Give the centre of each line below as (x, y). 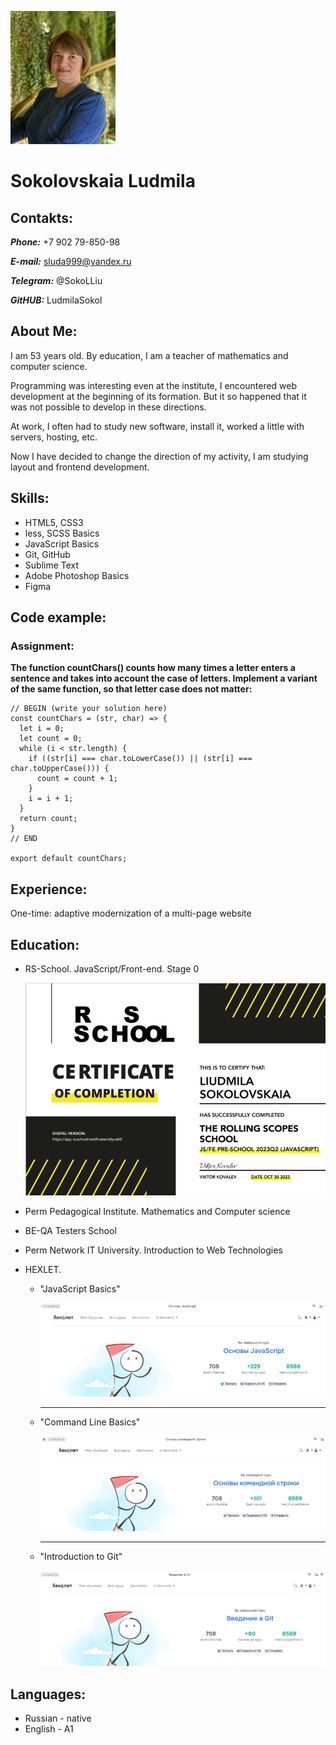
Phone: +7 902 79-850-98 (65, 242)
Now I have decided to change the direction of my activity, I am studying (159, 456)
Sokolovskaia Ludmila (103, 181)
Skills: (30, 498)
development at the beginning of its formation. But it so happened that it (158, 396)
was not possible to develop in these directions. (108, 407)
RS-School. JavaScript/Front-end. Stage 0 (112, 968)
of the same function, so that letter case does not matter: (131, 689)
